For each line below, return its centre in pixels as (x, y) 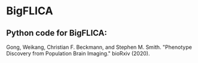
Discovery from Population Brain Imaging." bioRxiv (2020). (78, 53)
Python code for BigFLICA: (57, 33)
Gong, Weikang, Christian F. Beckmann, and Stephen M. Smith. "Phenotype (99, 47)
